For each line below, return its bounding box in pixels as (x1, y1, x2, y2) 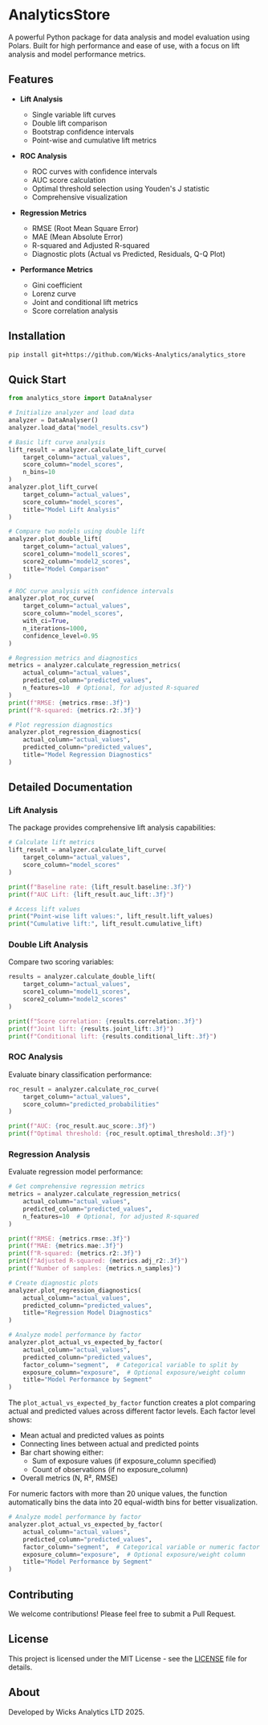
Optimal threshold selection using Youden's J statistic (31, 184, 210, 193)
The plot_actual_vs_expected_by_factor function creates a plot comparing (8, 1398, 256, 1408)
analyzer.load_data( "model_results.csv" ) (8, 423, 149, 431)
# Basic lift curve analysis (8, 438, 106, 446)
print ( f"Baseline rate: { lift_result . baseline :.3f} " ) (8, 883, 193, 891)
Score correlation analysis (31, 306, 119, 316)
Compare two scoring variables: (8, 957, 115, 967)
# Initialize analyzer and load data (8, 409, 135, 417)
